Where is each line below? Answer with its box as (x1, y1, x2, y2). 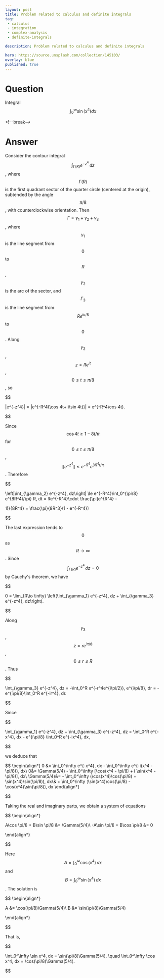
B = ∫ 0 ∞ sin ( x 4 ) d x (65, 876, 101, 884)
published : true (5, 62, 39, 67)
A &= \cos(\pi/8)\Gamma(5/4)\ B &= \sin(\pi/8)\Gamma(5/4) (5, 905, 126, 911)
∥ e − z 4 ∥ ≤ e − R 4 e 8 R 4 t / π (62, 462, 104, 469)
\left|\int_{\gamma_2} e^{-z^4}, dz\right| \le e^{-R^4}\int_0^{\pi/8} (5, 490, 138, 496)
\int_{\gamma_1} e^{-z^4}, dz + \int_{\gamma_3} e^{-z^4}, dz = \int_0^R (5, 729, 150, 734)
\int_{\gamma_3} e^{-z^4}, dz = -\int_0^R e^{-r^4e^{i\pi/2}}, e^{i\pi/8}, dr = (5, 685, 157, 691)
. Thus (5, 666, 18, 672)
